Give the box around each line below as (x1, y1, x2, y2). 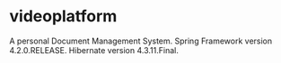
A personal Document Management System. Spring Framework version (9, 35, 273, 46)
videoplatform (9, 6, 118, 27)
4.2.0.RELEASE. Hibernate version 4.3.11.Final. (9, 44, 180, 55)
